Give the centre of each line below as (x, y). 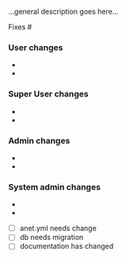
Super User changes (48, 94)
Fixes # (20, 27)
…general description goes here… (63, 12)
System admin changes (55, 186)
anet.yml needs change (58, 228)
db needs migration (52, 237)
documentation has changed (67, 246)
